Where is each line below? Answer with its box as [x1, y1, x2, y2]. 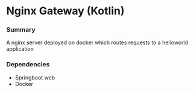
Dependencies [6, 60, 50, 69]
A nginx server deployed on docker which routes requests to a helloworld [6, 39, 189, 46]
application [6, 45, 34, 53]
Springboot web [14, 73, 55, 81]
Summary [6, 26, 36, 34]
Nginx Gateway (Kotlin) [6, 4, 125, 18]
